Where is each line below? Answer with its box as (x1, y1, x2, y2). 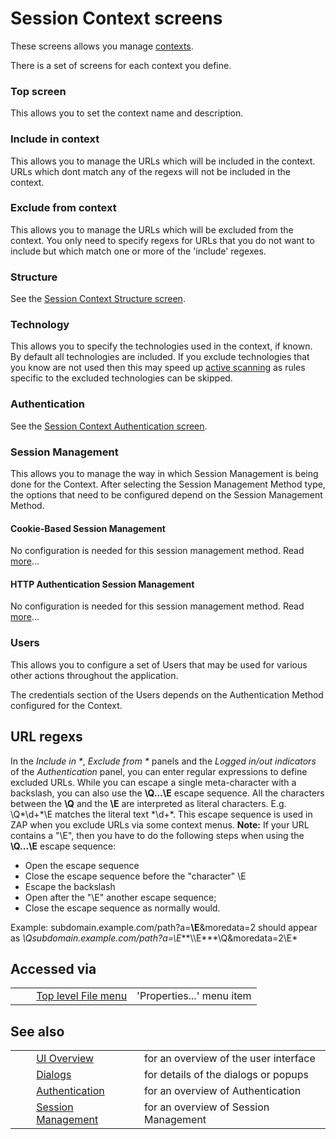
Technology (10, 318, 70, 332)
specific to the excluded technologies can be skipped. (10, 372, 233, 384)
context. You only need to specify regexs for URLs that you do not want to (10, 234, 315, 246)
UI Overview (36, 1052, 95, 1066)
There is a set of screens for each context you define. (10, 59, 232, 71)
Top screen (10, 84, 67, 98)
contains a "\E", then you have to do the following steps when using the (10, 829, 305, 841)
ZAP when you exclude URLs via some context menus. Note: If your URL (10, 818, 310, 831)
